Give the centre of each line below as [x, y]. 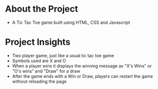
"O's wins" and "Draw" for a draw [46, 71]
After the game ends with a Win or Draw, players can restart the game [82, 76]
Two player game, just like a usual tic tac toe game [63, 55]
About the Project [42, 9]
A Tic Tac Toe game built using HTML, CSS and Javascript [71, 22]
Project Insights [38, 42]
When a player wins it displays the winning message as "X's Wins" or [82, 66]
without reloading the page [39, 81]
